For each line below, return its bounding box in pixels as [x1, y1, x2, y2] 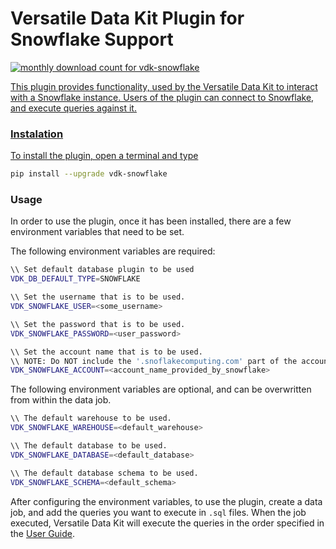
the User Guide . [10, 527, 76, 539]
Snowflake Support [10, 28, 174, 51]
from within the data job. [10, 394, 112, 406]
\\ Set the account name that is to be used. [10, 347, 203, 357]
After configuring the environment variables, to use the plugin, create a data [10, 495, 323, 507]
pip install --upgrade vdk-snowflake [10, 169, 168, 179]
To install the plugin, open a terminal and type [10, 150, 199, 162]
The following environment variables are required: [10, 245, 216, 257]
